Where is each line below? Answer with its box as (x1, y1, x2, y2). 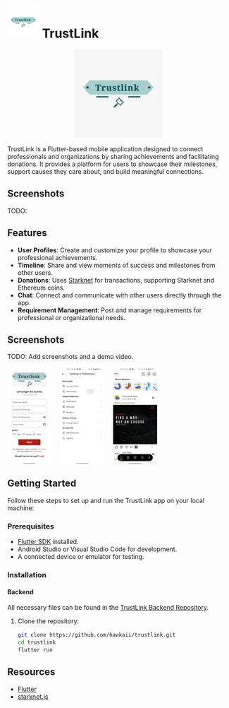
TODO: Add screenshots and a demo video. (7, 353, 134, 361)
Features (7, 227, 47, 239)
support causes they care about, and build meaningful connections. (7, 167, 204, 175)
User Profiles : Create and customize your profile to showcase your (17, 246, 213, 254)
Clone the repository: (17, 617, 80, 625)
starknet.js (17, 692, 49, 701)
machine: (7, 504, 35, 512)
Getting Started (7, 478, 77, 490)
